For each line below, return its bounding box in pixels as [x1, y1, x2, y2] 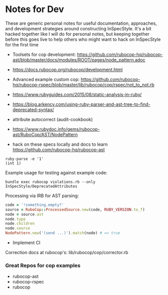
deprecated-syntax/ [12, 106, 54, 112]
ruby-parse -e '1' [5, 156, 44, 161]
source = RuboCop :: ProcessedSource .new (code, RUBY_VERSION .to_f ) [5, 207, 145, 212]
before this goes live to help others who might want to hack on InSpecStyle [5, 36, 161, 42]
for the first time [5, 41, 39, 47]
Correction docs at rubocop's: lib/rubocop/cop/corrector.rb [5, 250, 128, 256]
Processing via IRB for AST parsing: [5, 193, 79, 199]
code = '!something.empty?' [5, 202, 64, 207]
